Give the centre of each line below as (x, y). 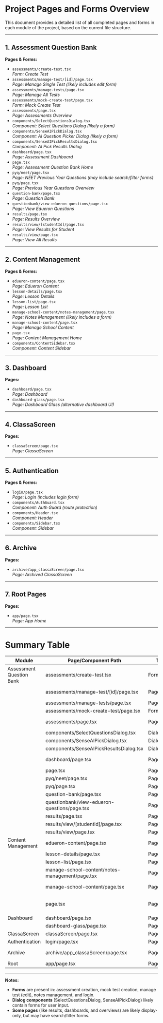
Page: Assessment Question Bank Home (53, 167)
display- (149, 1010)
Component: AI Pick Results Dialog (47, 146)
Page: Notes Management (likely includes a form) (62, 317)
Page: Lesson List (30, 307)
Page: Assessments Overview (42, 115)
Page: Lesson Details (33, 296)
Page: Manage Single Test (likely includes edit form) (64, 84)
